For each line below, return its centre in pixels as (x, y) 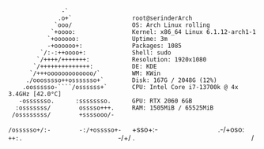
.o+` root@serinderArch (125, 18)
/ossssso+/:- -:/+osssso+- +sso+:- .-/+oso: (126, 129)
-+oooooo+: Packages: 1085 (114, 46)
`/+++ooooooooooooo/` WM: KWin (94, 73)
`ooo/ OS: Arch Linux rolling (132, 25)
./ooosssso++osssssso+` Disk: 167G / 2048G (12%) (121, 80)
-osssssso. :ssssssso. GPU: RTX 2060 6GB (106, 101)
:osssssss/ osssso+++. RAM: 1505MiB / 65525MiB (115, 108)
